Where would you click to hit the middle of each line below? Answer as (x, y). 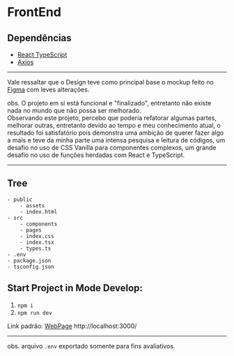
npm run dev (34, 313)
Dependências (39, 38)
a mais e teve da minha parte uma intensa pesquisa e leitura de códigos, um (116, 140)
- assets (32, 206)
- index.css (37, 236)
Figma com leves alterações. (48, 89)
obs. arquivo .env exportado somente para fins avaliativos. (91, 346)
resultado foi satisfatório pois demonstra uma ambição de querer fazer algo (116, 133)
